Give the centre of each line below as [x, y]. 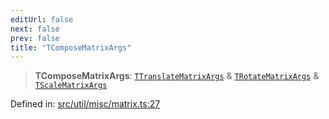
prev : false [35, 38]
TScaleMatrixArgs [71, 86]
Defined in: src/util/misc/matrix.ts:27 [85, 104]
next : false [35, 29]
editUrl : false [42, 19]
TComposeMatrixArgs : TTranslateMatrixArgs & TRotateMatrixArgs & [177, 76]
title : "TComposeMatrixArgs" [71, 47]
